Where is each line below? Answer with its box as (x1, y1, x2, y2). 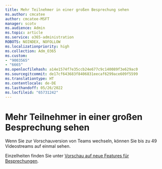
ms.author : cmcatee (5, 12, 45, 17)
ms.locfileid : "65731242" (5, 90, 58, 95)
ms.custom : (5, 53, 28, 58)
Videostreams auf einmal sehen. (5, 143, 71, 149)
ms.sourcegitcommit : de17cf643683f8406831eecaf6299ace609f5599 (5, 72, 138, 77)
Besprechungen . (5, 158, 39, 164)
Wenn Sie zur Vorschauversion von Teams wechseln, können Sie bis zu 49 (5, 138, 157, 144)
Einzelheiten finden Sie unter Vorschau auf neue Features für (5, 153, 129, 159)
